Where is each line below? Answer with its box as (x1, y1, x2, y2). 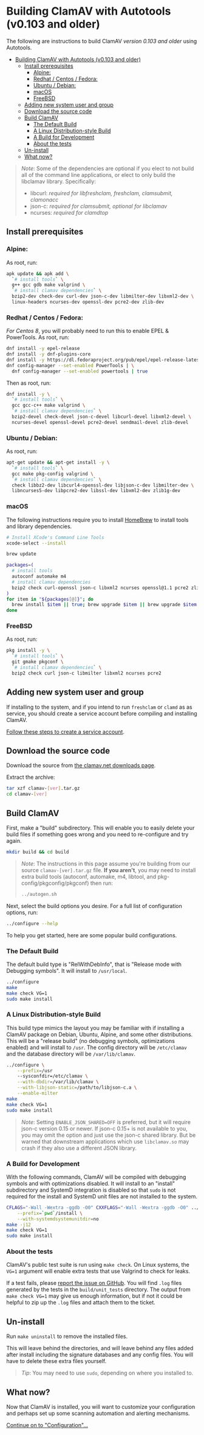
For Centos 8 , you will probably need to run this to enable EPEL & (6, 327, 169, 335)
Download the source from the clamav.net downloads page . (6, 762, 156, 769)
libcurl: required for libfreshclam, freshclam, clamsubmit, (30, 189, 173, 196)
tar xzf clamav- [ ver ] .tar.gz (6, 785, 80, 792)
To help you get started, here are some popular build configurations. (6, 931, 177, 939)
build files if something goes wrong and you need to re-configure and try (6, 831, 189, 838)
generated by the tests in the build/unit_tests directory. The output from (6, 1286, 191, 1294)
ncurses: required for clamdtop (30, 209, 109, 216)
